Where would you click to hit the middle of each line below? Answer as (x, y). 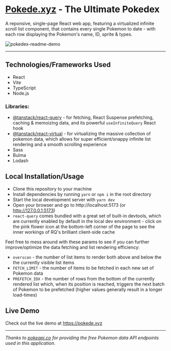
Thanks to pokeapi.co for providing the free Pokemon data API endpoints (82, 338)
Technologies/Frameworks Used (58, 65)
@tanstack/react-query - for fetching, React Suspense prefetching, (83, 117)
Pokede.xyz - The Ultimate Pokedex (82, 9)
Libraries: (17, 106)
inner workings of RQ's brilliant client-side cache (64, 232)
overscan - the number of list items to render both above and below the (87, 257)
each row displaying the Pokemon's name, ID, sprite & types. (69, 34)
